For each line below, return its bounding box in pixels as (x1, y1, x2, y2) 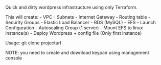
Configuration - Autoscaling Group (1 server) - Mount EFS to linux (5, 25, 143, 31)
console (5, 55, 22, 61)
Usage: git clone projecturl (5, 40, 61, 46)
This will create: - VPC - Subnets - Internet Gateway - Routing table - (5, 14, 151, 20)
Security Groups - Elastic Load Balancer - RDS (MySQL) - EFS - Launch (5, 20, 156, 25)
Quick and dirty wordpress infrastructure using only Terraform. (5, 5, 138, 10)
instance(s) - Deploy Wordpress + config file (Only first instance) (5, 30, 142, 36)
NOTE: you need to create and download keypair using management (5, 50, 149, 55)
